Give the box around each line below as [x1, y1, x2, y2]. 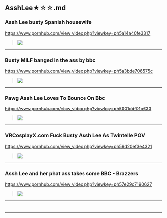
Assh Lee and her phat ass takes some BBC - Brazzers [5, 170, 139, 177]
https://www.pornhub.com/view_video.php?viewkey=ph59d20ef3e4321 [5, 143, 152, 149]
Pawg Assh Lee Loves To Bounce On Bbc [5, 94, 105, 101]
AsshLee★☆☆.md [5, 4, 66, 12]
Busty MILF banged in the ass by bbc [5, 57, 96, 64]
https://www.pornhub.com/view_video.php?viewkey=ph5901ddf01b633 [5, 106, 152, 111]
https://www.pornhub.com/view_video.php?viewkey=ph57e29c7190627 [5, 181, 152, 187]
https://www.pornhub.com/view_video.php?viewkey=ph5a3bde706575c [5, 68, 153, 74]
